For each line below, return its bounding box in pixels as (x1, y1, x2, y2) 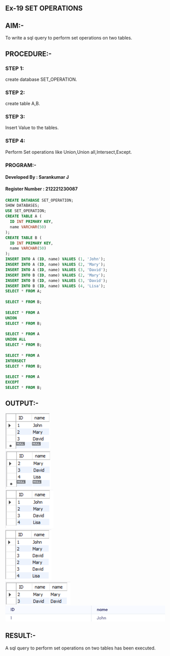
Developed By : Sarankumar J (5, 174, 69, 180)
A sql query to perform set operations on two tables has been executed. (5, 645, 156, 651)
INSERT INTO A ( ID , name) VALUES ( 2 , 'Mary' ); (5, 262, 106, 267)
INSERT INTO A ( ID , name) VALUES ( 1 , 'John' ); (5, 256, 106, 262)
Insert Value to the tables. (5, 124, 59, 131)
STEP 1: (5, 64, 24, 72)
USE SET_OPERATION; (5, 208, 47, 214)
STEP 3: (5, 113, 25, 120)
